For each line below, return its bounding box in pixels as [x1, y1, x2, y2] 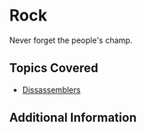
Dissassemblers [21, 84, 81, 94]
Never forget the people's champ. [9, 35, 133, 45]
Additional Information [9, 111, 137, 126]
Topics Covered [9, 61, 99, 76]
